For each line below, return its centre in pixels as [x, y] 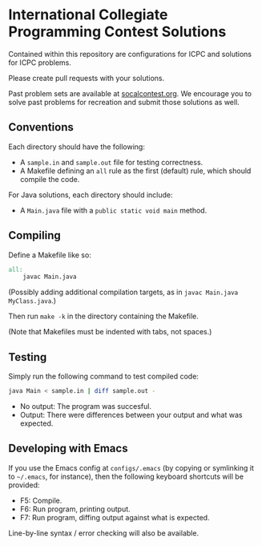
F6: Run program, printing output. [75, 509]
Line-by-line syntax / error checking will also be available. [103, 533]
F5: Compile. [41, 500]
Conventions [41, 127]
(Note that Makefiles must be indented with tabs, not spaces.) [110, 332]
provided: [24, 485]
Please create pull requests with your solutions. [87, 78]
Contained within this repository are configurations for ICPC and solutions [130, 54]
